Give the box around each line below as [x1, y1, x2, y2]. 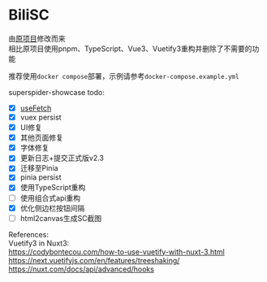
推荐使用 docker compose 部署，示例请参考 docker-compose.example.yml [8, 71, 239, 80]
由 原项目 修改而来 [8, 33, 66, 43]
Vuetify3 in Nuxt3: [8, 238, 70, 248]
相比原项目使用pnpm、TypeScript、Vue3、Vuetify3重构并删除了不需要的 [8, 43, 252, 54]
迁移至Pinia [19, 163, 58, 173]
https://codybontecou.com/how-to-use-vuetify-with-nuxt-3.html [8, 246, 225, 257]
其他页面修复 [19, 132, 63, 143]
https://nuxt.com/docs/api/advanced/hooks [8, 264, 154, 274]
